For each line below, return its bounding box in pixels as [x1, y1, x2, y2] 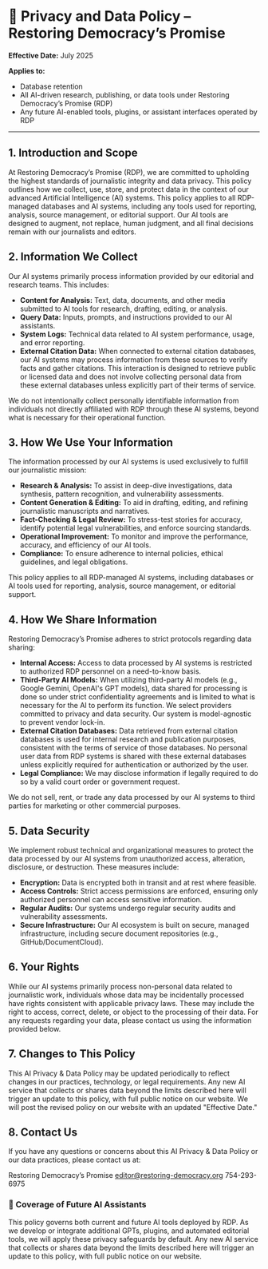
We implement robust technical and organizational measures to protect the [8, 845, 254, 854]
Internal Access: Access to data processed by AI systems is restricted [19, 658, 253, 668]
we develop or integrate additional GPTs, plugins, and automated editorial [8, 1226, 250, 1235]
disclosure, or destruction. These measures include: [8, 862, 179, 872]
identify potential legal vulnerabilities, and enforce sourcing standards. [19, 523, 252, 533]
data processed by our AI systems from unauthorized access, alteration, [8, 854, 246, 863]
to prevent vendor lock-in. [19, 718, 105, 727]
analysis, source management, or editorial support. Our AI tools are [8, 209, 229, 219]
